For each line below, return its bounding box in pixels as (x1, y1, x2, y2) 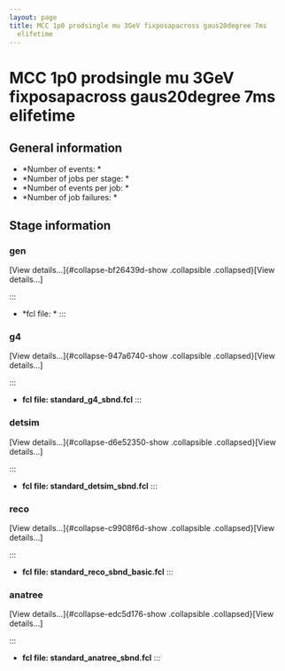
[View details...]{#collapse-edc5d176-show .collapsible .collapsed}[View (9, 609, 274, 620)
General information (9, 140, 122, 155)
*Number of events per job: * (21, 183, 130, 193)
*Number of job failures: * (21, 192, 118, 203)
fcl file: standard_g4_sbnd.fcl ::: (21, 394, 142, 405)
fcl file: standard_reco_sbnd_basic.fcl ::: (21, 566, 174, 577)
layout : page (9, 12, 58, 22)
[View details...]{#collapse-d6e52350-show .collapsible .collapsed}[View (9, 436, 276, 448)
